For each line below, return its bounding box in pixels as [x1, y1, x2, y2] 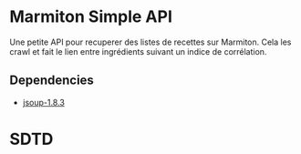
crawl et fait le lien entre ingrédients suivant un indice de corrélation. [9, 46, 267, 56]
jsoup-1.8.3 [22, 97, 66, 108]
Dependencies [9, 73, 94, 88]
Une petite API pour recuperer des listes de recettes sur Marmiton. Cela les [9, 36, 292, 47]
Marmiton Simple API [9, 6, 173, 27]
